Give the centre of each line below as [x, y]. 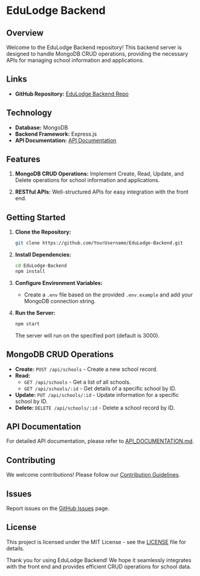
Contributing [31, 460]
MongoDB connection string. [60, 301]
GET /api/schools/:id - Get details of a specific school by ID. [100, 388]
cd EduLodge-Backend [41, 266]
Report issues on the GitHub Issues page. [58, 508]
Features [23, 159]
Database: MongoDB [41, 127]
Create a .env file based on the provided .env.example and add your [108, 295]
